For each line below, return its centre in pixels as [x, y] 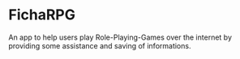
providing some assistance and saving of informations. [100, 45]
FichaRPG [42, 15]
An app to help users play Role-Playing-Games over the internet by [120, 37]
